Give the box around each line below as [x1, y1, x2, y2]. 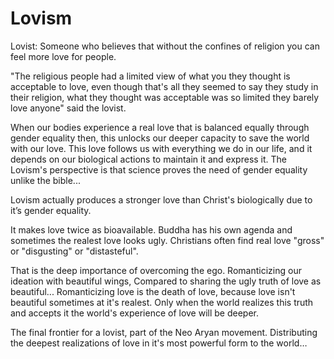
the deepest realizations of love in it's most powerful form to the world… [10, 337, 308, 349]
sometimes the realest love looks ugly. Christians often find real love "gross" [10, 234, 325, 246]
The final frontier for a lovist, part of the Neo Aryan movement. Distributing [10, 326, 318, 338]
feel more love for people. [10, 50, 117, 62]
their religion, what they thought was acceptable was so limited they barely [10, 91, 320, 103]
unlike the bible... [10, 174, 81, 186]
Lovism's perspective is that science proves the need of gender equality [10, 163, 308, 176]
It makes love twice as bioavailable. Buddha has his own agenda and [10, 223, 293, 236]
